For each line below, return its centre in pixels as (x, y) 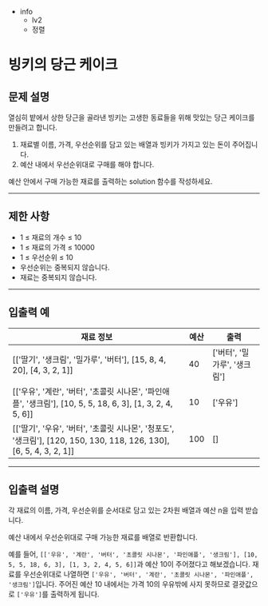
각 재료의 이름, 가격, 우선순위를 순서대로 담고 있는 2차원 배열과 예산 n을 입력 (126, 510)
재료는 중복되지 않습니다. (58, 277)
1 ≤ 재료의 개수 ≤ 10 (51, 237)
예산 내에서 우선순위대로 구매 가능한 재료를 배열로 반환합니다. (103, 537)
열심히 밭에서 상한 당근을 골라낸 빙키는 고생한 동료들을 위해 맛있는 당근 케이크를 (132, 118)
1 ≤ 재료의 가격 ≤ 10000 (57, 247)
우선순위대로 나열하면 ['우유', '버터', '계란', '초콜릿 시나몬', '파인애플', (138, 574)
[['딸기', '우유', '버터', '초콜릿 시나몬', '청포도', (93, 429)
